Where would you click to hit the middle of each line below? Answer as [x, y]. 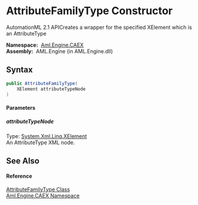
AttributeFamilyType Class [38, 189]
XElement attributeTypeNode [51, 89]
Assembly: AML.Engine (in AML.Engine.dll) [60, 51]
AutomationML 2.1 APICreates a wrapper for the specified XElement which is [99, 27]
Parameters [21, 108]
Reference [19, 176]
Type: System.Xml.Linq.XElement [47, 136]
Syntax [20, 70]
